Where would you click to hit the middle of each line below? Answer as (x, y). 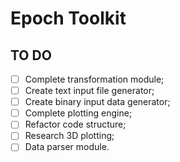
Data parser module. (67, 147)
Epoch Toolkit (68, 18)
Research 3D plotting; (69, 136)
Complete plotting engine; (78, 113)
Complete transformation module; (94, 79)
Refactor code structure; (75, 124)
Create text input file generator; (89, 91)
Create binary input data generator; (97, 102)
